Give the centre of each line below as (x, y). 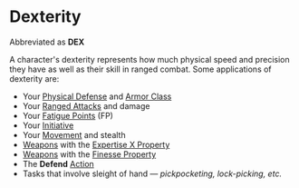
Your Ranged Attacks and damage (86, 105)
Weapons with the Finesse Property (89, 154)
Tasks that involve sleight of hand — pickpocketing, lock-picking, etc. (152, 173)
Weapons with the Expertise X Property (96, 144)
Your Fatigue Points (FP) (68, 115)
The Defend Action (58, 163)
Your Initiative (48, 125)
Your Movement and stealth (74, 134)
